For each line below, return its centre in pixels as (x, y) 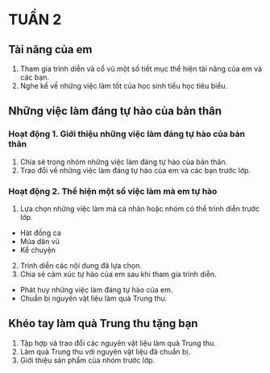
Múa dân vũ (40, 241)
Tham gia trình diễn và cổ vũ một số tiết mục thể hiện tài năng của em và (141, 68)
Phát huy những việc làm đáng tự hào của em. (96, 289)
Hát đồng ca (41, 233)
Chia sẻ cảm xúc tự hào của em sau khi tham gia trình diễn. (118, 274)
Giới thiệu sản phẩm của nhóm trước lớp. (87, 360)
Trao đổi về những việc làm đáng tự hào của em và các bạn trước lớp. (135, 170)
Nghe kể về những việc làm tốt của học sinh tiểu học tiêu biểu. (124, 86)
